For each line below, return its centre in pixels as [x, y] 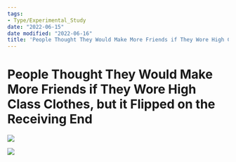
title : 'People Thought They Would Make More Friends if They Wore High [116, 40]
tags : [15, 14]
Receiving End [50, 119]
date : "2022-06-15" [36, 27]
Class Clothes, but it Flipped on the [111, 104]
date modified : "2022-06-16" [50, 33]
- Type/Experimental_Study [47, 20]
